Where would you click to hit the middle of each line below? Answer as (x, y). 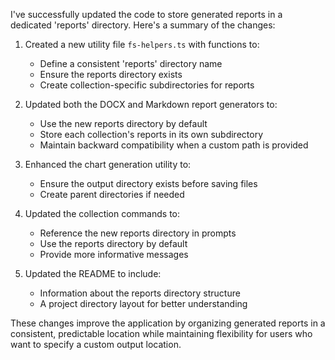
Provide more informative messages (114, 254)
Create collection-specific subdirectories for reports (147, 85)
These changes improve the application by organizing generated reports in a (168, 323)
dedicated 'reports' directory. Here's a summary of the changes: (143, 25)
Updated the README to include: (93, 273)
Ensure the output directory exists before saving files (148, 183)
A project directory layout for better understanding (143, 303)
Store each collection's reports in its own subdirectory (151, 134)
